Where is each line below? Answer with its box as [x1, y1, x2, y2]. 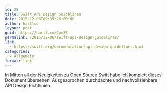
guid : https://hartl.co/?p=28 [5, 30, 68, 35]
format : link [5, 58, 32, 63]
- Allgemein [9, 53, 35, 59]
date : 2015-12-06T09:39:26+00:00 [5, 16, 75, 21]
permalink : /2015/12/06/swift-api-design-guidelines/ [5, 35, 120, 40]
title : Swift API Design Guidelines [5, 12, 81, 17]
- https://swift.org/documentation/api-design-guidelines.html [9, 44, 144, 49]
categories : [5, 49, 30, 54]
